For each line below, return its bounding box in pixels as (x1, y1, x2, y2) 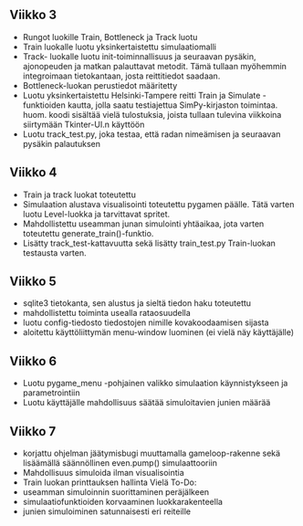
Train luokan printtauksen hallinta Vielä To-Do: (22, 477, 197, 488)
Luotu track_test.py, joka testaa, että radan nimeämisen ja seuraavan (22, 128, 281, 140)
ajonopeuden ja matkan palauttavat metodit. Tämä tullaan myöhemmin (22, 60, 287, 71)
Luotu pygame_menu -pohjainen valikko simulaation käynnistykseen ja (22, 378, 288, 389)
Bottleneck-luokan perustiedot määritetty (22, 79, 178, 90)
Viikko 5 (9, 274, 57, 289)
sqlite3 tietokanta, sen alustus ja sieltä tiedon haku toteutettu (22, 298, 252, 309)
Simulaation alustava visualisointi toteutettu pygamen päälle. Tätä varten (22, 198, 295, 209)
